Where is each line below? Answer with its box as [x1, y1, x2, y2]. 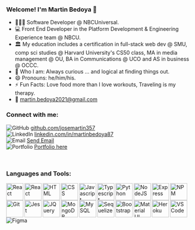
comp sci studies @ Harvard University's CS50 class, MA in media [14, 49, 178, 56]
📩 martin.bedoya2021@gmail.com [14, 96, 98, 103]
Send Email [26, 136, 55, 144]
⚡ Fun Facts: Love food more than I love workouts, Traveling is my [14, 81, 177, 88]
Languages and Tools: [6, 169, 71, 177]
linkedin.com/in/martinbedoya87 [34, 130, 114, 138]
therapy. [14, 90, 36, 97]
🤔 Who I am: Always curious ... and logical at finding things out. [14, 68, 170, 75]
